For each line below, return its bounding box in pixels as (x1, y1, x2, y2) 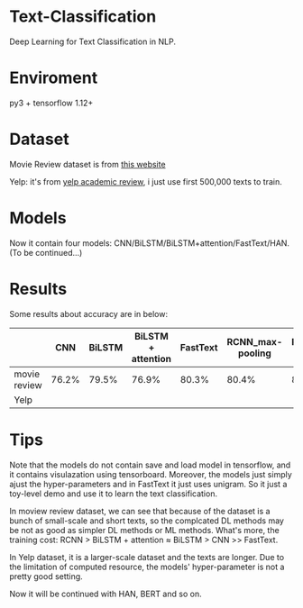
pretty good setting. (9, 570, 83, 582)
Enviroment (9, 68, 98, 88)
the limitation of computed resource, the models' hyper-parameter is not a (9, 561, 285, 572)
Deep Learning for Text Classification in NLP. (9, 36, 176, 47)
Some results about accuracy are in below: (9, 308, 169, 319)
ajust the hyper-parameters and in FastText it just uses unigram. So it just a (9, 478, 288, 489)
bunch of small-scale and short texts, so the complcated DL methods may (9, 515, 284, 526)
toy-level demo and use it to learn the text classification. (9, 488, 218, 499)
